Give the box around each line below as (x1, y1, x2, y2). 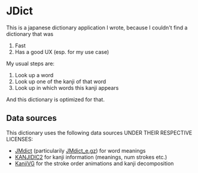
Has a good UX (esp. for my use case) (14, 48, 109, 55)
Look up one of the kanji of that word (14, 78, 106, 85)
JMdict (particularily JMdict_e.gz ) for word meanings (14, 147, 146, 154)
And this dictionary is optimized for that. (6, 96, 105, 103)
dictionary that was (6, 30, 54, 37)
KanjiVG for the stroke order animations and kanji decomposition (14, 160, 174, 167)
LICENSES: (6, 135, 33, 142)
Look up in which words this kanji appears (14, 84, 119, 91)
